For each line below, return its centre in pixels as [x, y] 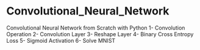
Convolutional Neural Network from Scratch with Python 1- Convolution [96, 28]
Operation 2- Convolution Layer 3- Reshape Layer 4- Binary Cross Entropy [100, 34]
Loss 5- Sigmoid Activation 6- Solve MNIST [61, 40]
